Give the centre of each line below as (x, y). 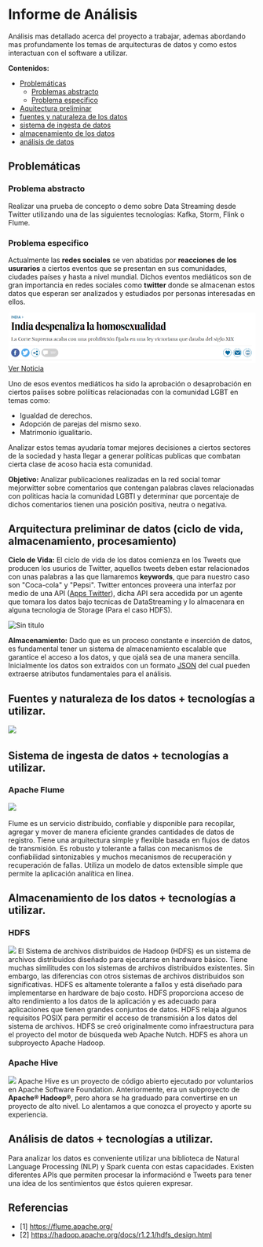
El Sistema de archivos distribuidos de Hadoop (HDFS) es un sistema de (134, 951)
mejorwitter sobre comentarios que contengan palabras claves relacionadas (131, 488)
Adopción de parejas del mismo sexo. (80, 424)
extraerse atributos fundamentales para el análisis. (90, 674)
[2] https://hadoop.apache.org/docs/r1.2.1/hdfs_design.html (116, 1235)
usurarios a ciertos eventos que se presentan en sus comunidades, (118, 268)
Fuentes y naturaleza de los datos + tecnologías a (131, 698)
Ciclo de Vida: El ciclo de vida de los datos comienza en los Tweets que (124, 560)
